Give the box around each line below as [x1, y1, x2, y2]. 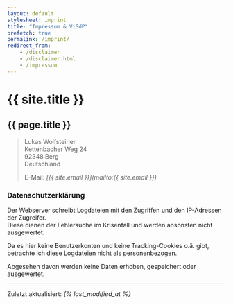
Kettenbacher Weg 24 [24, 145, 87, 153]
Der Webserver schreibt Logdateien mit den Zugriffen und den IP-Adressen [7, 206, 222, 214]
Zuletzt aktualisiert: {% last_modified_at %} [7, 289, 132, 298]
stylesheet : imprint [7, 17, 67, 24]
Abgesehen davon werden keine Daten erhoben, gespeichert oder [7, 262, 196, 270]
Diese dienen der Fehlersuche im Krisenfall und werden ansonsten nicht [7, 220, 213, 229]
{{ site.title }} [7, 91, 85, 107]
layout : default [7, 10, 54, 17]
